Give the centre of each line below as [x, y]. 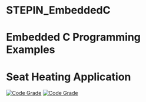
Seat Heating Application [69, 77]
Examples [31, 50]
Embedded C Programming [74, 37]
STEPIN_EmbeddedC [58, 10]
